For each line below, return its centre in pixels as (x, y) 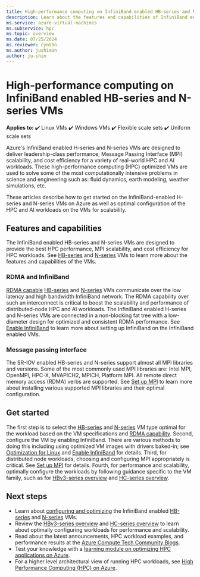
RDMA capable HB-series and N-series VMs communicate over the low (94, 290)
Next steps (27, 496)
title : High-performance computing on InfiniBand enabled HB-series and (98, 12)
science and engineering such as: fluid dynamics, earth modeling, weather (98, 179)
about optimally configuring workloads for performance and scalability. (102, 529)
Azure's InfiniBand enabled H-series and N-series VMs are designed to (93, 148)
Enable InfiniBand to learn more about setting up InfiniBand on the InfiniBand (100, 328)
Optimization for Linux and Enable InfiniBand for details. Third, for (86, 452)
